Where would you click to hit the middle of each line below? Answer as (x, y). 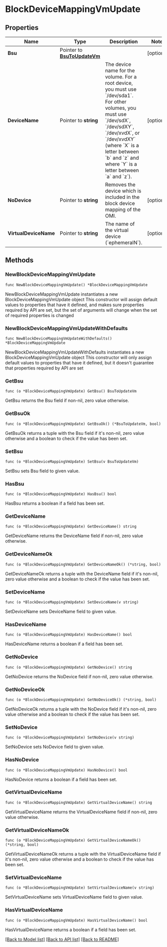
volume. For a (121, 77)
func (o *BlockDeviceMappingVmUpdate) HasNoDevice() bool (66, 770)
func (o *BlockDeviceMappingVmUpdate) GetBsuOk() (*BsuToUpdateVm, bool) (83, 424)
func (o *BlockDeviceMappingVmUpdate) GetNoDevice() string (69, 667)
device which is (123, 191)
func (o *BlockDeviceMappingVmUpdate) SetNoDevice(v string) (70, 738)
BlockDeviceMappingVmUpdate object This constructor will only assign (79, 357)
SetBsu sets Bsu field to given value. (42, 471)
